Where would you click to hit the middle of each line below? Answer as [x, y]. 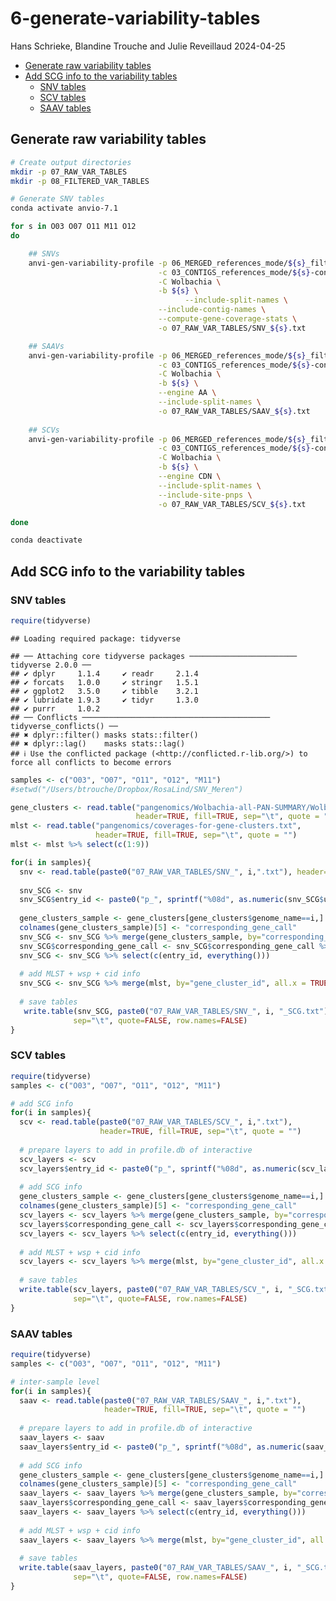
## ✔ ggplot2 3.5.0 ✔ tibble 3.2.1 [104, 691]
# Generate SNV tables [57, 199]
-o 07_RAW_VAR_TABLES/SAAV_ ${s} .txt [234, 411]
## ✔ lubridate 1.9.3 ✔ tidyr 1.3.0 [104, 700]
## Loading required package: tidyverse [96, 638]
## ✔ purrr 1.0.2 [55, 708]
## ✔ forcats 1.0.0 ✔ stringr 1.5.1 [104, 682]
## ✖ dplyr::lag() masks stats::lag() [98, 743]
